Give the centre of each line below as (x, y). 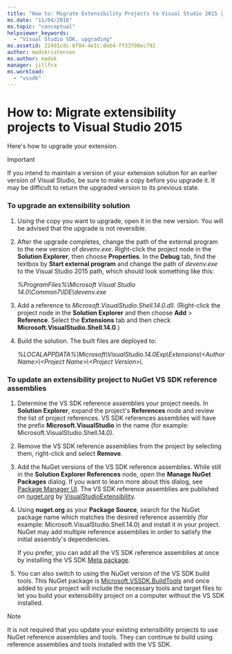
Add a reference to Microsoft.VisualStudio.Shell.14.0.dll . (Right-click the (119, 305)
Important (21, 159)
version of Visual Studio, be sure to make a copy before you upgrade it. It (111, 180)
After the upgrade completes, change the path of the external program (118, 241)
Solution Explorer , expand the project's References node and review (116, 410)
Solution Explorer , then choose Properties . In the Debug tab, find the (116, 256)
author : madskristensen (41, 53)
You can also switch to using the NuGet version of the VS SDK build (113, 573)
